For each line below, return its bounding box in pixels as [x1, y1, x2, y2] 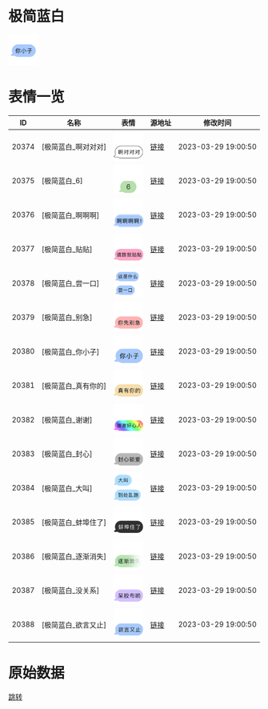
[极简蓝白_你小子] [41, 346, 100, 356]
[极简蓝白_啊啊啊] [41, 210, 100, 220]
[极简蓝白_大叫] [41, 483, 93, 493]
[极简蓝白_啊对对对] [41, 142, 106, 152]
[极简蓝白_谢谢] [41, 415, 93, 425]
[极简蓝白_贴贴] [41, 244, 93, 254]
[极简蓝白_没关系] [41, 586, 100, 595]
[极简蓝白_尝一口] [41, 278, 100, 288]
